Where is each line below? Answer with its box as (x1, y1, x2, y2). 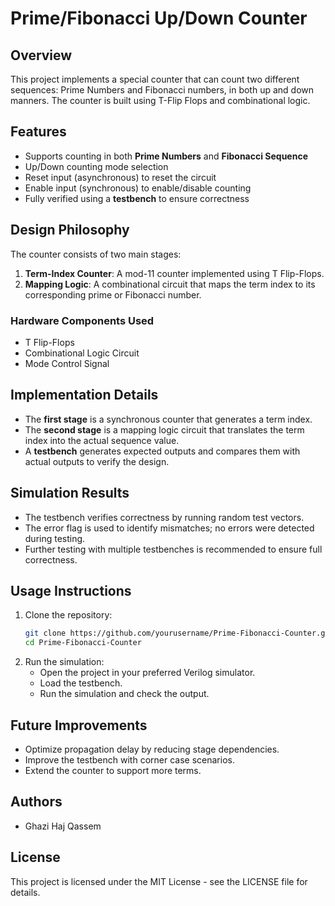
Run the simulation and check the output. (39, 688, 210, 700)
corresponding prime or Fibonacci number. (24, 288, 202, 301)
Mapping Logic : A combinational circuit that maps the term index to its (24, 278, 316, 290)
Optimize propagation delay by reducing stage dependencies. (24, 743, 280, 755)
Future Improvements (10, 717, 148, 734)
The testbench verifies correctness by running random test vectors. (24, 511, 305, 523)
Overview (10, 47, 73, 64)
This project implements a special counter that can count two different (10, 73, 300, 85)
